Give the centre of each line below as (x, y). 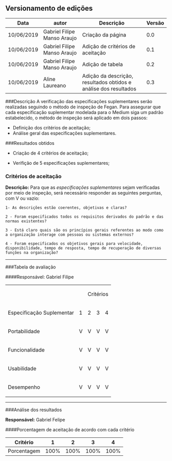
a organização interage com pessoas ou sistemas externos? (70, 235)
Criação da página (104, 34)
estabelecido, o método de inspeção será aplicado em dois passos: (76, 118)
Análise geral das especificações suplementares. (64, 133)
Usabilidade (22, 369)
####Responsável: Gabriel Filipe (40, 277)
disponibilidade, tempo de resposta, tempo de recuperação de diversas (83, 248)
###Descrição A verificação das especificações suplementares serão (79, 101)
